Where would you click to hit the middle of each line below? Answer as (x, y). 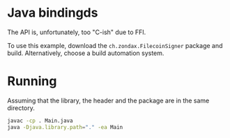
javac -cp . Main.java (40, 121)
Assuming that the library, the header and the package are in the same (108, 100)
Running (32, 81)
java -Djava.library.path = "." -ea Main (65, 127)
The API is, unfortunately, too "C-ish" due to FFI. (77, 32)
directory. (21, 108)
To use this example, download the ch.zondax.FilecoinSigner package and (115, 45)
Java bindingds (53, 13)
